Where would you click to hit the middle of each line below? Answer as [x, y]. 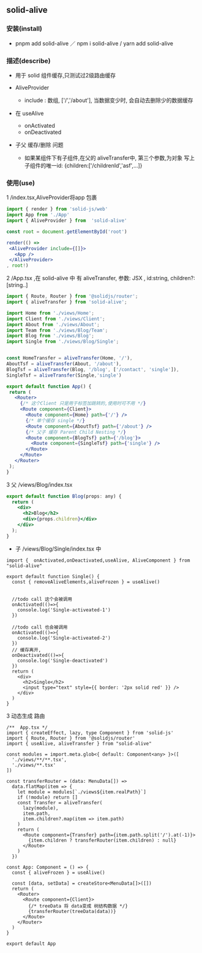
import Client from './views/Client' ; [56, 319]
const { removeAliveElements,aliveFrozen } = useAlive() [86, 582]
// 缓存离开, [27, 650]
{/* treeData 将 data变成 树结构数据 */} [78, 906]
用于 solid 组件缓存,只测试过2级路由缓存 [65, 75]
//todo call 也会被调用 [40, 627]
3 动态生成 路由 [26, 716]
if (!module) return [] [48, 797]
